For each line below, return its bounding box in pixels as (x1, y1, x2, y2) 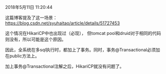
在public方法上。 (5, 53, 40, 59)
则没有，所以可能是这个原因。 (5, 36, 66, 42)
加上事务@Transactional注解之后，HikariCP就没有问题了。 (5, 63, 124, 69)
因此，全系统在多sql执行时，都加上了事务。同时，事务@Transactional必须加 (5, 47, 160, 52)
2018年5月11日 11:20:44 (5, 4, 53, 10)
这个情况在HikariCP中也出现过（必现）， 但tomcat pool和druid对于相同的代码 (5, 30, 161, 36)
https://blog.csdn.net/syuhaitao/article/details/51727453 (5, 20, 120, 26)
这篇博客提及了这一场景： (5, 15, 57, 21)
